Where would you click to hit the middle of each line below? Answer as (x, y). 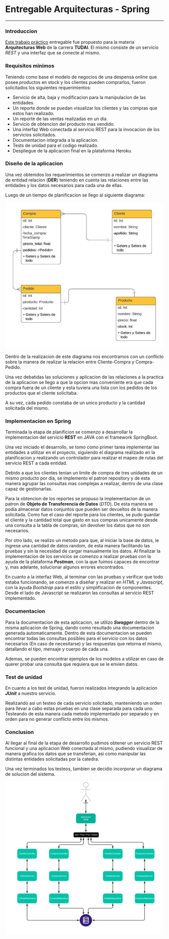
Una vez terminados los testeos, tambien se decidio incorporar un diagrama (84, 769)
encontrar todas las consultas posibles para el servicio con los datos (76, 638)
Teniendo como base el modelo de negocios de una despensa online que (81, 77)
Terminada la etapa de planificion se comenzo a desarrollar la (69, 432)
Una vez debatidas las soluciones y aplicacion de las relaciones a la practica (84, 377)
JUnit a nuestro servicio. (31, 693)
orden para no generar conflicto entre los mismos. (57, 719)
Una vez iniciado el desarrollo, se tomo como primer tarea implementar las (82, 447)
